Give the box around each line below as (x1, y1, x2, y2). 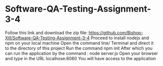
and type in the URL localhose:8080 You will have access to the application (5, 55, 156, 61)
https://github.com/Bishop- (88, 30, 144, 35)
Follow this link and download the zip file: (5, 30, 88, 35)
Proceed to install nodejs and (91, 35, 149, 41)
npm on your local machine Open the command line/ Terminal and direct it (5, 40, 154, 46)
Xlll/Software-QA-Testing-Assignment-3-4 (5, 35, 90, 41)
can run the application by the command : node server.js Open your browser (5, 50, 158, 56)
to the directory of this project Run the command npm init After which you (5, 45, 153, 51)
